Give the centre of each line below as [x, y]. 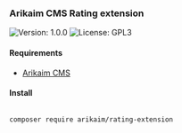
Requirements [36, 52]
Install [21, 93]
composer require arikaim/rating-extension [91, 119]
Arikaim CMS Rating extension [77, 13]
